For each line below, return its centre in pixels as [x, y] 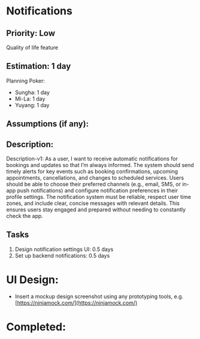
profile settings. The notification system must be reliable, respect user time [99, 197]
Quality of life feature [32, 47]
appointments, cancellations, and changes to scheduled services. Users [95, 178]
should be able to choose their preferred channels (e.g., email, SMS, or [94, 184]
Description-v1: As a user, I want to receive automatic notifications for [92, 159]
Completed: [36, 327]
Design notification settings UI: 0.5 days [64, 249]
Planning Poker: [26, 81]
